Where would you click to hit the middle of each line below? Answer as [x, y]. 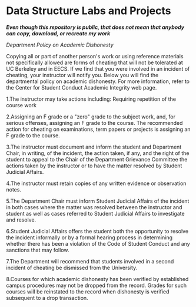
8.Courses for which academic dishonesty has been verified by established [97, 279]
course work [21, 105]
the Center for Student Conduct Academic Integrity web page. [82, 87]
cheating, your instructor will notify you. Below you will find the [82, 75]
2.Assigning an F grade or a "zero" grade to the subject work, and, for [91, 117]
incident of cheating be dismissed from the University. [72, 268]
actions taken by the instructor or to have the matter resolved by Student [94, 166]
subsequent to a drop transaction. [47, 298]
